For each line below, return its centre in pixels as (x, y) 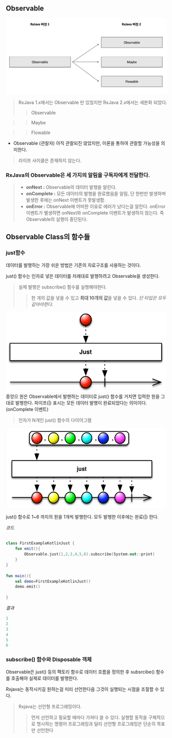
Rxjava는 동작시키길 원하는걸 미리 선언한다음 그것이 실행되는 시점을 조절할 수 (82, 689)
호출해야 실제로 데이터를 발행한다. (45, 678)
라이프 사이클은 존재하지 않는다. (50, 160)
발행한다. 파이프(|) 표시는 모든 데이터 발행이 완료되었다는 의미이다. (81, 403)
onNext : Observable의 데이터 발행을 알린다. (71, 187)
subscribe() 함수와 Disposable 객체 (49, 659)
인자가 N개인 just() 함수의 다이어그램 (55, 420)
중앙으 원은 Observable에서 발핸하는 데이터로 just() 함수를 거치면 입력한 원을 (83, 396)
